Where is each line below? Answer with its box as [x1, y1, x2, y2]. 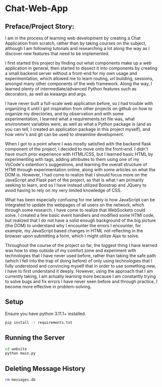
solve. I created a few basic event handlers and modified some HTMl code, [5, 212, 155, 218]
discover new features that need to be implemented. [5, 51, 110, 56]
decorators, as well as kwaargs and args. [5, 91, 87, 97]
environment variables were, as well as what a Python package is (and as [5, 121, 152, 127]
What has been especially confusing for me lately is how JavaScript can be [5, 197, 155, 202]
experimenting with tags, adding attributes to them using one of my [5, 157, 140, 162]
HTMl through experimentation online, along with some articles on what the [5, 167, 156, 173]
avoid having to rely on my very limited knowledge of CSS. [5, 188, 122, 193]
